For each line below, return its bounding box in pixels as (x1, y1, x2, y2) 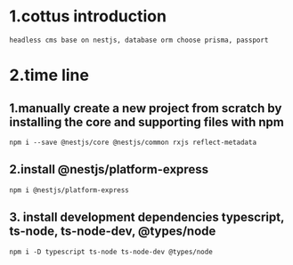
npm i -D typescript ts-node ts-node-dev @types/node (9, 247, 214, 256)
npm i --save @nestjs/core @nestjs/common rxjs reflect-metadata (9, 138, 256, 147)
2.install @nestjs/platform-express (9, 162, 209, 177)
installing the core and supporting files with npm (9, 114, 285, 130)
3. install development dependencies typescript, (9, 210, 285, 225)
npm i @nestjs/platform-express (9, 185, 129, 195)
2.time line (9, 65, 89, 85)
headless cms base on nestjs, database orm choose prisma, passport (9, 36, 269, 44)
